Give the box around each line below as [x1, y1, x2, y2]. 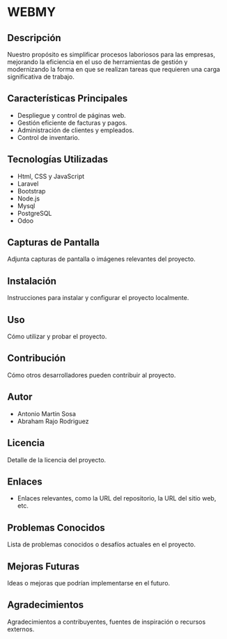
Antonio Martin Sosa [17, 409, 77, 418]
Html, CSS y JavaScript [17, 172, 85, 180]
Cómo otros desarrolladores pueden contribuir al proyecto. [7, 370, 176, 379]
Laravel [17, 179, 39, 188]
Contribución [7, 352, 66, 364]
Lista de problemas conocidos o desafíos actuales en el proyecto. [7, 540, 196, 549]
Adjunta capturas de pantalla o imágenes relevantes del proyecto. [7, 255, 196, 263]
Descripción [7, 32, 61, 44]
